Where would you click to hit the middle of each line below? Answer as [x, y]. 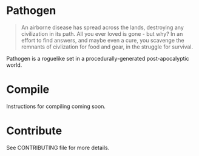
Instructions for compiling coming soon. [56, 106]
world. [14, 65]
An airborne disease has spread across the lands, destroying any [102, 27]
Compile [28, 90]
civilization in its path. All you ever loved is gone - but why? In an [102, 33]
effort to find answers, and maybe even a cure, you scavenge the [103, 40]
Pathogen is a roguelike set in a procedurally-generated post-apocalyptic [98, 58]
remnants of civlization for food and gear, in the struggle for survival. [107, 47]
